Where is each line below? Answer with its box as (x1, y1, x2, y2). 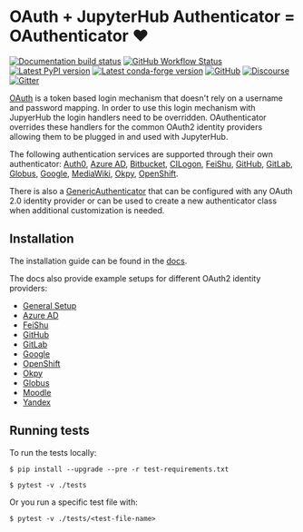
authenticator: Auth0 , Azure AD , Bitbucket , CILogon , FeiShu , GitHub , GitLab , (9, 158, 293, 169)
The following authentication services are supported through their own (9, 148, 274, 160)
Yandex (22, 397, 52, 408)
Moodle (22, 387, 52, 398)
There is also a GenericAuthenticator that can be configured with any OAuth (9, 185, 293, 196)
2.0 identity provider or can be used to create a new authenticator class (9, 195, 278, 206)
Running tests (9, 423, 91, 438)
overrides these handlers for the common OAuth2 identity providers (9, 121, 263, 133)
